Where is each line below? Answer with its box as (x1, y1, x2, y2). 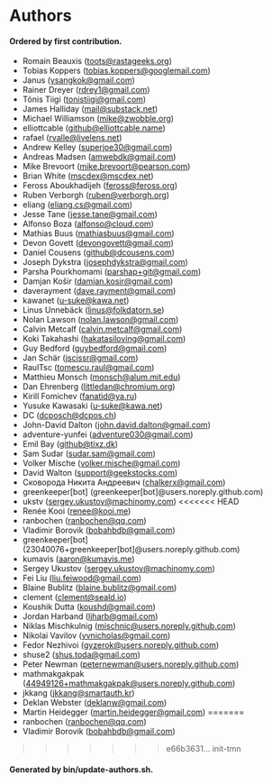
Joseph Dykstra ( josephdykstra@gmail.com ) (22, 257, 189, 268)
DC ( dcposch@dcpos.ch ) (22, 410, 117, 421)
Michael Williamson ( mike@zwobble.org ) (22, 114, 174, 124)
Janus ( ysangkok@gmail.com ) (22, 75, 135, 86)
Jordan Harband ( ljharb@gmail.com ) (22, 611, 159, 622)
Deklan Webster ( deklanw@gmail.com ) (22, 697, 168, 708)
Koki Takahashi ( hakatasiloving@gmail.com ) (22, 333, 186, 344)
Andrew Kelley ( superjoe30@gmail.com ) (22, 141, 173, 153)
